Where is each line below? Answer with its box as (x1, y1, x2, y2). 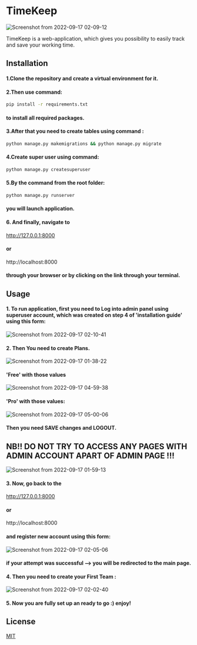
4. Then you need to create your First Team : (6, 573, 116, 580)
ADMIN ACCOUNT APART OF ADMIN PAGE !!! (6, 450, 175, 460)
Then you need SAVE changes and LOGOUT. (6, 424, 116, 432)
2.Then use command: (6, 88, 63, 96)
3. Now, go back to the (6, 479, 62, 487)
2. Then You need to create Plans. (6, 344, 90, 351)
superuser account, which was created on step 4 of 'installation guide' (6, 311, 182, 319)
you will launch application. (6, 205, 75, 212)
